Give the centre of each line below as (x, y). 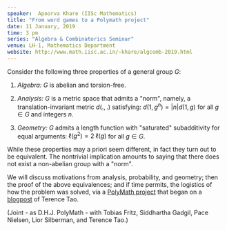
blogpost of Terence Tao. (43, 199)
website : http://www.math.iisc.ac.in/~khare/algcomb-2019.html (100, 52)
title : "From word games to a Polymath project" (78, 20)
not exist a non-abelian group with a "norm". (70, 164)
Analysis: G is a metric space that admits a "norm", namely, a (104, 98)
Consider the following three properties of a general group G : (94, 71)
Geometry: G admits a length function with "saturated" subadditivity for (118, 128)
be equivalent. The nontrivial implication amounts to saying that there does (113, 157)
